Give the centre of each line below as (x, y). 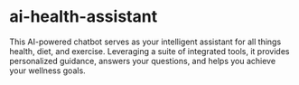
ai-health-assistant (84, 17)
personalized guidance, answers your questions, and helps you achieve (143, 61)
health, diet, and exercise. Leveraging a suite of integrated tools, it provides (149, 51)
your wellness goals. (47, 71)
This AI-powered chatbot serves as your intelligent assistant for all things (145, 42)
